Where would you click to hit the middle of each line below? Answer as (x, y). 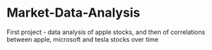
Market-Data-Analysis (73, 13)
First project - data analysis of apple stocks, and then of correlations (106, 32)
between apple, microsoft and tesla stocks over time (83, 39)
